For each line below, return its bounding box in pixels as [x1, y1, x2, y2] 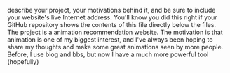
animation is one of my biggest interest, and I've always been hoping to [7, 35, 213, 44]
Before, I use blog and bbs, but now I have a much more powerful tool [7, 50, 209, 58]
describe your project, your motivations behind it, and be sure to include [7, 6, 216, 14]
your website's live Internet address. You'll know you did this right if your [7, 13, 217, 22]
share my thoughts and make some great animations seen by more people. [7, 43, 224, 51]
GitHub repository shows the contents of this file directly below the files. [7, 21, 216, 29]
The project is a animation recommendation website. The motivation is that [7, 28, 223, 36]
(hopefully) [7, 58, 39, 65]
